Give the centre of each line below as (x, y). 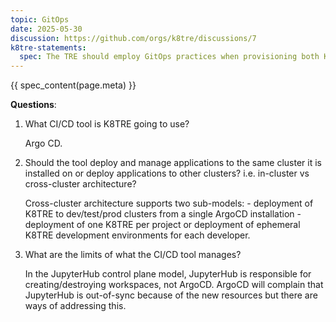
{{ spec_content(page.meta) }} (73, 85)
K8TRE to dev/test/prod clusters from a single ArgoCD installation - (163, 214)
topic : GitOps (40, 19)
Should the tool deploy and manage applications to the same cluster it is (173, 163)
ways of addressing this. (75, 306)
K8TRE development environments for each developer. (137, 235)
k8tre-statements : (48, 47)
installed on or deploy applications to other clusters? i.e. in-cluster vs (167, 173)
